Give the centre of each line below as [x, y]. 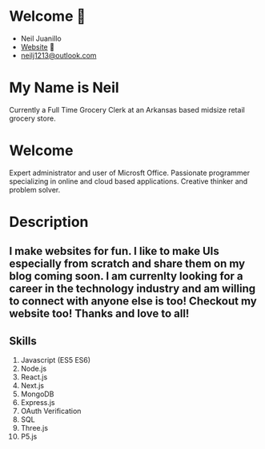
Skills [23, 341]
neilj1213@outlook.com [58, 55]
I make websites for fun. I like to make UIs [114, 251]
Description [49, 222]
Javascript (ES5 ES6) [56, 360]
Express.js [38, 403]
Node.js [34, 369]
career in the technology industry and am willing [132, 289]
